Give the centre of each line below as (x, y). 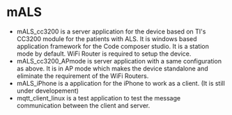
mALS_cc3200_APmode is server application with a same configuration (119, 61)
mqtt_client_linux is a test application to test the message (99, 98)
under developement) (48, 91)
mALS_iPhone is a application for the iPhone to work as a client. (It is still (121, 83)
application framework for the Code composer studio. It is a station (113, 46)
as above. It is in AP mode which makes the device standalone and (112, 68)
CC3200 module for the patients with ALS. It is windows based (107, 38)
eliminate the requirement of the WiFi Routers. (83, 76)
